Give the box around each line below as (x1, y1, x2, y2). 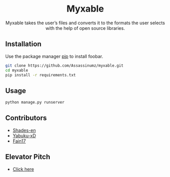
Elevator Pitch (5, 153, 51, 161)
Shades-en (12, 127, 36, 133)
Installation (5, 40, 42, 49)
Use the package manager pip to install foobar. (5, 53, 103, 59)
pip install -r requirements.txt (5, 72, 76, 77)
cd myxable (5, 68, 28, 73)
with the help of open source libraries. (45, 25, 125, 31)
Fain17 (12, 138, 26, 144)
